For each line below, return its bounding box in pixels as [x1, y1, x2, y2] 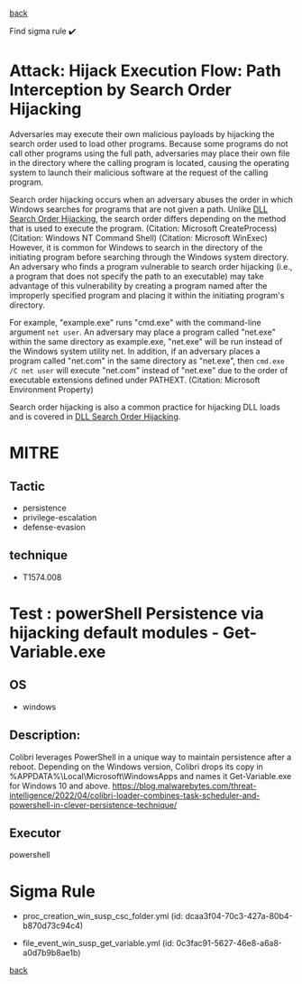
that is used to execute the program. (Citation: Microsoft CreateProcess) [9, 223, 278, 234]
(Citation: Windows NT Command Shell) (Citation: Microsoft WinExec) [9, 232, 268, 243]
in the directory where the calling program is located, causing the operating [9, 157, 290, 168]
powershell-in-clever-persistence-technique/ [9, 799, 178, 810]
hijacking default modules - [9, 622, 219, 643]
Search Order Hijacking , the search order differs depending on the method [9, 213, 287, 224]
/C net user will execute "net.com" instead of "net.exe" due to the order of [9, 364, 288, 375]
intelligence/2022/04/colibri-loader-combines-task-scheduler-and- [9, 789, 261, 801]
